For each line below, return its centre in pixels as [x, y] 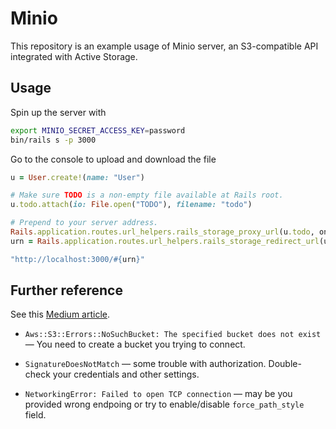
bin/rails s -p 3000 [53, 140]
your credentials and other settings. [126, 374]
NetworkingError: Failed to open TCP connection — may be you [158, 394]
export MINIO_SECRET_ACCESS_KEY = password [98, 130]
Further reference [66, 290]
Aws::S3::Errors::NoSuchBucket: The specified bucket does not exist [173, 335]
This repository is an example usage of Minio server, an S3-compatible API [164, 46]
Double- [285, 364]
